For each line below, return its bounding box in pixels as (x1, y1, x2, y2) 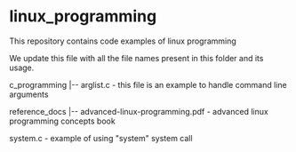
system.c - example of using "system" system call (9, 132, 193, 143)
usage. (9, 62, 35, 73)
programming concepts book (9, 116, 116, 126)
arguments (9, 89, 49, 100)
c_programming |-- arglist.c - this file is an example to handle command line (9, 79, 287, 90)
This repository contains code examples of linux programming (9, 36, 237, 46)
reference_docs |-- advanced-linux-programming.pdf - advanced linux (9, 106, 268, 116)
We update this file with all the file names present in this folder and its (9, 52, 264, 63)
